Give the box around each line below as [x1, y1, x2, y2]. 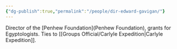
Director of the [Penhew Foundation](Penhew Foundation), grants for [5, 24, 172, 31]
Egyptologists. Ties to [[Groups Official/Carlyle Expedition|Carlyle [5, 30, 163, 37]
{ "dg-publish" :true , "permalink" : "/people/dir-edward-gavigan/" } [5, 8, 165, 14]
